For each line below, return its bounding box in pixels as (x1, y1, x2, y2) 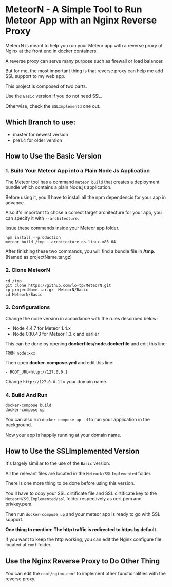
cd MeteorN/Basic (5, 291, 43, 297)
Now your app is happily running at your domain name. (5, 432, 122, 438)
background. (5, 422, 32, 428)
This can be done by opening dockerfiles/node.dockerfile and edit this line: (5, 341, 167, 347)
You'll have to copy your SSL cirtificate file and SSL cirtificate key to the (5, 490, 157, 496)
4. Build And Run (5, 391, 48, 398)
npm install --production (5, 235, 61, 240)
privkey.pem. (5, 501, 33, 507)
